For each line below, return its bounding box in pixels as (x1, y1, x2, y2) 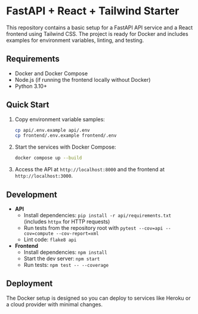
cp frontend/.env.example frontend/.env (14, 133, 117, 138)
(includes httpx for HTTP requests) (23, 218, 110, 225)
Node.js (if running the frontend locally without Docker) (14, 76, 151, 83)
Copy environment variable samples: (14, 115, 106, 123)
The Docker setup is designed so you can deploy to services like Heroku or (6, 294, 191, 301)
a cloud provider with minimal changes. (6, 300, 103, 308)
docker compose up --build (14, 155, 82, 161)
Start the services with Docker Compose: (14, 143, 116, 150)
